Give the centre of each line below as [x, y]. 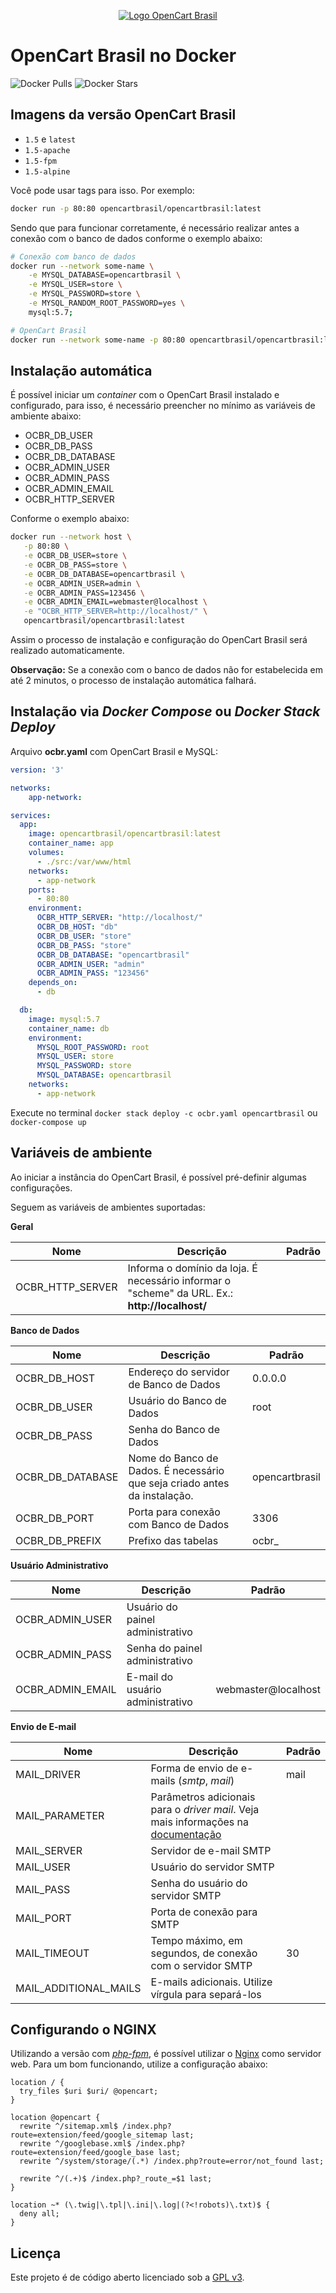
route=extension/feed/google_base [82, 2153]
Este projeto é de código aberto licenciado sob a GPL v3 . [127, 2277]
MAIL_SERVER [49, 1850]
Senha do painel [164, 1648]
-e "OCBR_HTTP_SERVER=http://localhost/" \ [115, 611]
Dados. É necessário [176, 1470]
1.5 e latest [50, 139]
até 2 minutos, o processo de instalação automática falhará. [133, 681]
